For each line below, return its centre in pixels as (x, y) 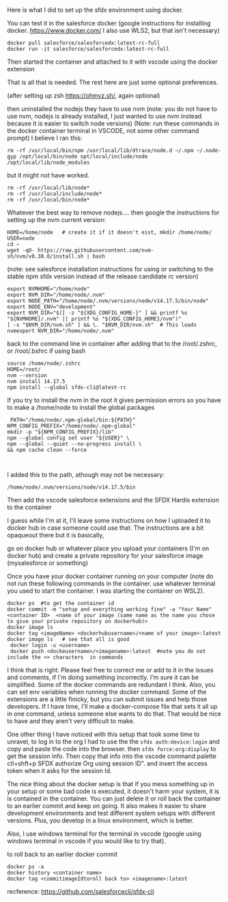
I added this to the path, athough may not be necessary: (86, 475)
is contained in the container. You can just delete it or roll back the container (114, 799)
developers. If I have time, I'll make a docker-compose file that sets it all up (112, 706)
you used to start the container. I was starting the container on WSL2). (106, 591)
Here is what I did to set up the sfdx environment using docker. (95, 10)
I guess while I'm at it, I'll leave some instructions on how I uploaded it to (109, 521)
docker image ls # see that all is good (68, 639)
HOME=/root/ (24, 369)
